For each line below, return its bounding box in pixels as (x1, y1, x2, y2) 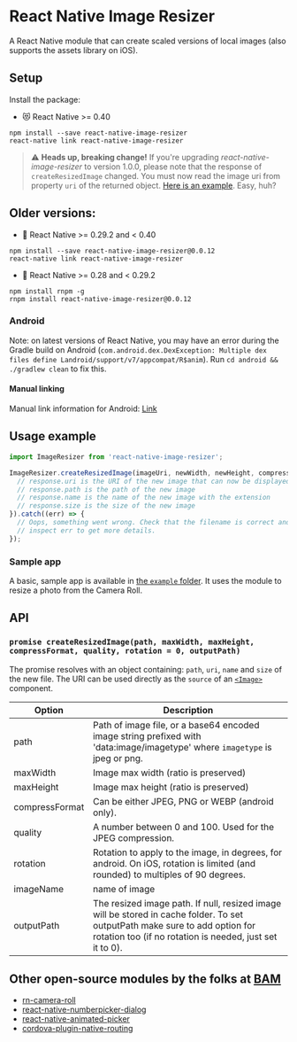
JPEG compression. (92, 831, 175, 844)
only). (92, 806, 117, 819)
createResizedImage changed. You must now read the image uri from (30, 170, 281, 181)
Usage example (9, 429, 97, 444)
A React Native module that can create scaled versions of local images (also (9, 35, 286, 46)
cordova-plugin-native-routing (21, 1023, 133, 1034)
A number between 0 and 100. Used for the (92, 820, 275, 833)
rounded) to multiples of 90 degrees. (92, 868, 246, 881)
